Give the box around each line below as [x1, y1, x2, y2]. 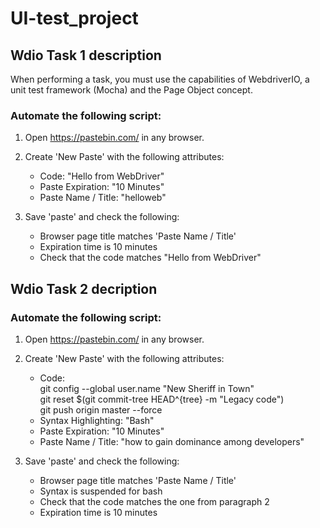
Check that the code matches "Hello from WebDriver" [39, 252, 262, 264]
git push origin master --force [39, 403, 163, 416]
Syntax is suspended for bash [39, 485, 163, 497]
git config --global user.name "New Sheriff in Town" [39, 382, 255, 394]
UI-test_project [10, 7, 139, 30]
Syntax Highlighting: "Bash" [39, 414, 155, 426]
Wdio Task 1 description [10, 47, 162, 64]
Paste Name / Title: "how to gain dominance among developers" [39, 435, 305, 447]
